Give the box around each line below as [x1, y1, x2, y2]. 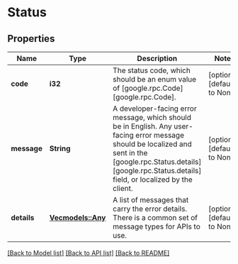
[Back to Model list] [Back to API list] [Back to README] [7, 249, 170, 257]
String [49, 143, 71, 153]
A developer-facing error [113, 104, 197, 114]
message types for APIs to [113, 221, 200, 231]
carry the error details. [113, 204, 188, 214]
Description [137, 54, 178, 63]
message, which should [113, 113, 192, 122]
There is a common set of [113, 213, 198, 222]
